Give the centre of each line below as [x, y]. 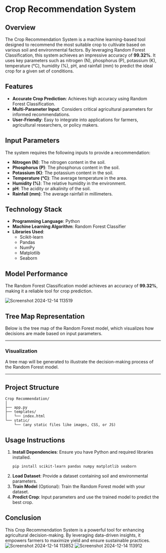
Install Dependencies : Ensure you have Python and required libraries [83, 452]
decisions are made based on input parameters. [54, 334]
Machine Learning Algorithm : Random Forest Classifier [69, 226]
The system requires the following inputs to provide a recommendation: [78, 152]
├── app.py [16, 408]
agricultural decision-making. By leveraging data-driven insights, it [73, 535]
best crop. [23, 502]
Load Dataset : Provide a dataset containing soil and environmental [80, 476]
